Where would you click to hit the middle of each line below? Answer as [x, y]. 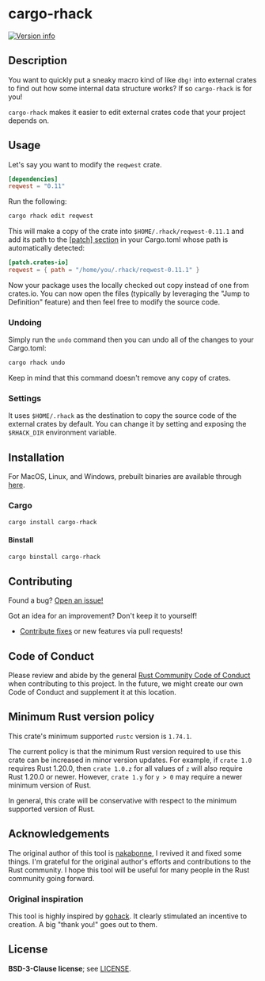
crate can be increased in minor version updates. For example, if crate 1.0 [130, 760]
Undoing [25, 322]
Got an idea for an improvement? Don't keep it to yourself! [103, 616]
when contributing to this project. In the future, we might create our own [126, 684]
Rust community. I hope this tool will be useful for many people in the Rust [129, 870]
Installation [36, 457]
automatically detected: [47, 248]
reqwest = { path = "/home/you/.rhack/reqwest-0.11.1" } [104, 270]
